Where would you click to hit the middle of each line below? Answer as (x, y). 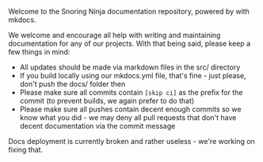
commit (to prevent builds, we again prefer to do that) (107, 101)
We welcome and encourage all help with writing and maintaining (114, 35)
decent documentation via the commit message (97, 126)
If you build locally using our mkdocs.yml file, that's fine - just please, (133, 75)
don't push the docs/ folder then (72, 84)
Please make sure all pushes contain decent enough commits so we (130, 109)
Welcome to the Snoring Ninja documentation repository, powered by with (129, 11)
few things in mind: (39, 52)
